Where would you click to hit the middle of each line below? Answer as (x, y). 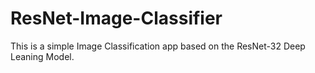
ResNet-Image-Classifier (116, 18)
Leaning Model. (42, 56)
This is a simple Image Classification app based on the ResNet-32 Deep (158, 46)
